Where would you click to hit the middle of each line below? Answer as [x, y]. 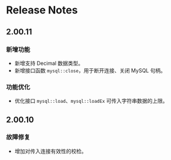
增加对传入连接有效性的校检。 [50, 151]
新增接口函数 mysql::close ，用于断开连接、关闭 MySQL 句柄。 [90, 70]
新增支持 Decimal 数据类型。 [49, 63]
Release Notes [42, 10]
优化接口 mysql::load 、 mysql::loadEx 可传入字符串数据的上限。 [91, 101]
